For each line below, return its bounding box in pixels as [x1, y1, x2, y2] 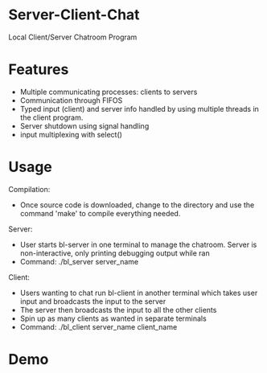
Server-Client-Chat [8, 6, 140, 24]
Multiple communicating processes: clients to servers [19, 87, 198, 96]
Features [8, 60, 69, 79]
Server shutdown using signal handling [19, 121, 150, 130]
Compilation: [8, 184, 51, 194]
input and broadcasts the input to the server [19, 296, 166, 306]
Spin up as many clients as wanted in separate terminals [19, 314, 207, 323]
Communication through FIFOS [19, 95, 123, 105]
